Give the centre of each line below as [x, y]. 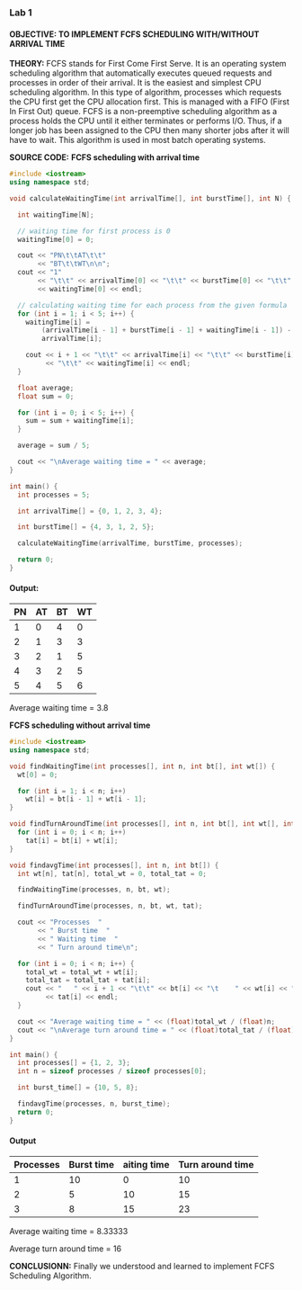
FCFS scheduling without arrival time [80, 725]
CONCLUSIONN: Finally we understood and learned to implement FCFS [142, 1266]
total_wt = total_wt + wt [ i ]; [82, 972]
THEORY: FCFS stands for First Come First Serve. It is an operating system [148, 64]
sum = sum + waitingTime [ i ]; [80, 421]
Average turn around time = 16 [66, 1249]
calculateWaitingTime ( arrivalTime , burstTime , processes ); [130, 543]
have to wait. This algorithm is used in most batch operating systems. [138, 140]
